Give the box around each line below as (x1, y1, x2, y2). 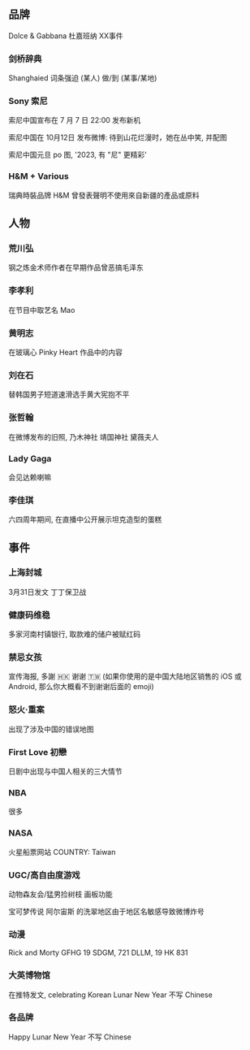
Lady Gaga (8, 453, 52, 464)
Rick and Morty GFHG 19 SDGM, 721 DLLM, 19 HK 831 (8, 948, 188, 957)
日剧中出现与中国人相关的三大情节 (8, 766, 123, 776)
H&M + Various (8, 171, 69, 182)
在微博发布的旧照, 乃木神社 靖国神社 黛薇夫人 (8, 432, 159, 441)
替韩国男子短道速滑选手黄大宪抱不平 (8, 389, 130, 400)
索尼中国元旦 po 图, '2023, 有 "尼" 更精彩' (8, 150, 148, 160)
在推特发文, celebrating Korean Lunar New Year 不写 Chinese (8, 990, 213, 1000)
